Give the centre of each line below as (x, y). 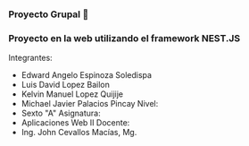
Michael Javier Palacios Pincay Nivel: (90, 104)
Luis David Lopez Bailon (66, 85)
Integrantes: (30, 58)
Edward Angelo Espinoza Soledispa (87, 75)
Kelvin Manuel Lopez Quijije (72, 94)
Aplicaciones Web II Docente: (75, 123)
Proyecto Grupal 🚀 (49, 14)
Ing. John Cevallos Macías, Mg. (79, 133)
